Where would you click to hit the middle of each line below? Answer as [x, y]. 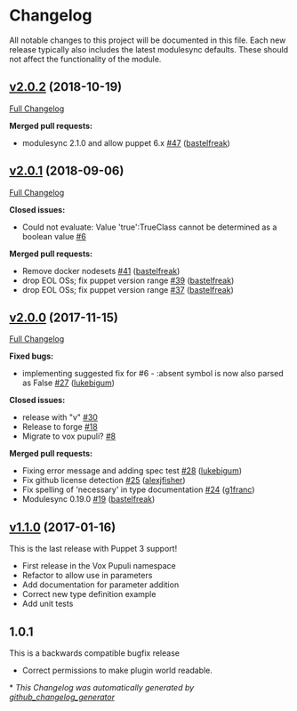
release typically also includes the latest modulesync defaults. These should [149, 49]
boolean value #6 [54, 236]
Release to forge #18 [60, 427]
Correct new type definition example [89, 594]
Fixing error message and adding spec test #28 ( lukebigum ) [132, 471]
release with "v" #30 [60, 417]
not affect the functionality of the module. [85, 59]
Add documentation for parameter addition [100, 585]
